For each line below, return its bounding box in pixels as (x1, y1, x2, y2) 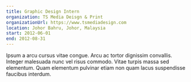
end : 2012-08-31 (6, 36, 46, 42)
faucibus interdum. (6, 71, 51, 77)
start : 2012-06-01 (6, 30, 51, 36)
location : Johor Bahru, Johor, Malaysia (6, 25, 106, 31)
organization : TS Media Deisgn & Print (6, 14, 103, 20)
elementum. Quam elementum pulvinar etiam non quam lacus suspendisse (6, 64, 186, 71)
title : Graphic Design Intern (6, 8, 80, 15)
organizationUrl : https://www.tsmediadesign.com (6, 19, 127, 25)
